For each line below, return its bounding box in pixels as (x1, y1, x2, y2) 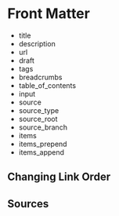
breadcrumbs (18, 72, 63, 82)
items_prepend (18, 139, 67, 148)
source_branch (18, 123, 68, 132)
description (18, 38, 56, 48)
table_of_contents (18, 80, 76, 90)
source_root (18, 114, 58, 123)
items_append (18, 147, 64, 157)
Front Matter (7, 5, 91, 23)
